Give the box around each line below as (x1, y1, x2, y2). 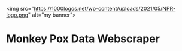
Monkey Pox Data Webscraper (6, 32, 160, 46)
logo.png (6, 11, 29, 18)
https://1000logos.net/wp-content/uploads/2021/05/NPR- (34, 5, 176, 12)
